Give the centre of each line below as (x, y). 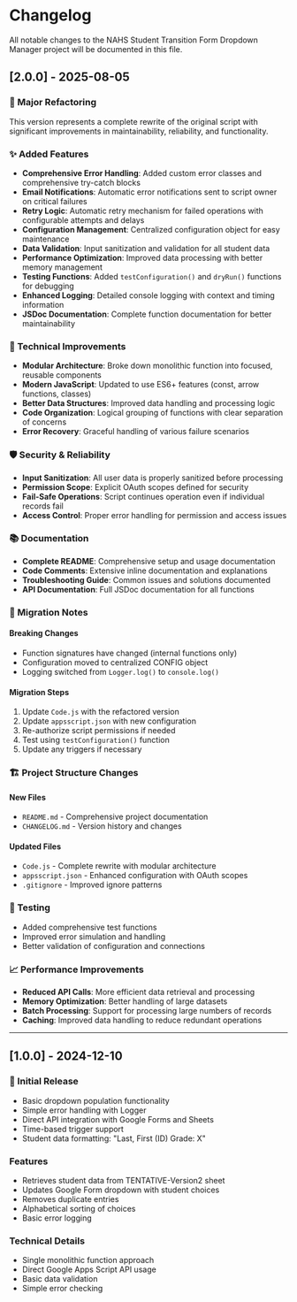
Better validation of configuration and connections (114, 946)
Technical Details (47, 1241)
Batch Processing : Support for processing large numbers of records (147, 1011)
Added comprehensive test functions (89, 927)
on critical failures (54, 201)
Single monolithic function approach (88, 1260)
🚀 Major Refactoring (53, 103)
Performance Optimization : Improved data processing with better (142, 257)
